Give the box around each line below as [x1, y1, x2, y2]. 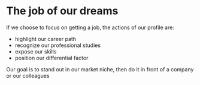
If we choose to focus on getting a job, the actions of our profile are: [6, 24, 175, 31]
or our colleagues [6, 72, 50, 79]
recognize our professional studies [14, 42, 101, 49]
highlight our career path [14, 35, 77, 42]
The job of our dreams [6, 4, 119, 18]
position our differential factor [14, 54, 89, 61]
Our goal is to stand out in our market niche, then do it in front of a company [6, 65, 194, 73]
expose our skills [14, 48, 57, 55]
